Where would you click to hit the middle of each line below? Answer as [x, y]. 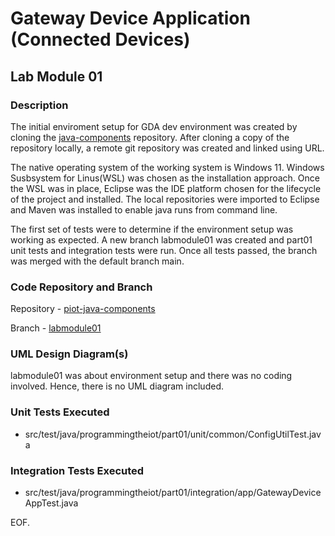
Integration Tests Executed [77, 470]
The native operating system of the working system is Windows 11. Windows [167, 167]
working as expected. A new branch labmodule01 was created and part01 [161, 239]
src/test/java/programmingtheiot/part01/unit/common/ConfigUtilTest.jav [173, 434]
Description [39, 105]
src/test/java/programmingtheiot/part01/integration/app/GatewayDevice [173, 493]
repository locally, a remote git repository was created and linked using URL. [167, 148]
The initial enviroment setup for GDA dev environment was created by [154, 126]
